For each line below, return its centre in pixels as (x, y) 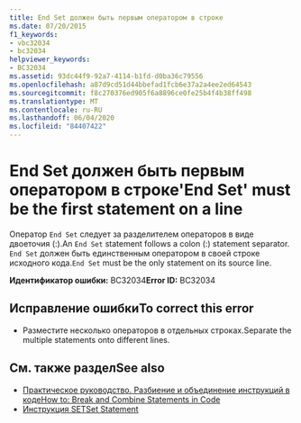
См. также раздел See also (87, 369)
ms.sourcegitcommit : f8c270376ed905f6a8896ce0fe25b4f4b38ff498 (131, 93)
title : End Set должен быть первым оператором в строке (116, 18)
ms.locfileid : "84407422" (58, 127)
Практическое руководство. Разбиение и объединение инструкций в (156, 390)
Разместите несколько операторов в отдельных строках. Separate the (157, 330)
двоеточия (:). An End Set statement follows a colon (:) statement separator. (150, 243)
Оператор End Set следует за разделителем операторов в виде (132, 234)
